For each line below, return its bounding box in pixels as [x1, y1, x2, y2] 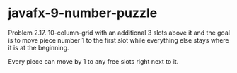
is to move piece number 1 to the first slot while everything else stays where [8, 35, 229, 44]
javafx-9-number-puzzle [8, 5, 158, 21]
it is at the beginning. [8, 43, 69, 52]
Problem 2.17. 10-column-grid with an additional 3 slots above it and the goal [8, 28, 231, 37]
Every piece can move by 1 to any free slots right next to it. [8, 57, 179, 65]
